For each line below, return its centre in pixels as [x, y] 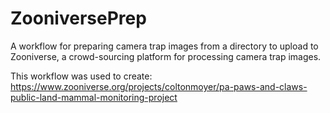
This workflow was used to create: [81, 76]
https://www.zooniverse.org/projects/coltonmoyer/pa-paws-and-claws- [159, 86]
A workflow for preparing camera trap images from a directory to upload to [164, 46]
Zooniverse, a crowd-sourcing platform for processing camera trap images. [166, 56]
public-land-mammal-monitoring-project [94, 97]
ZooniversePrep [78, 18]
